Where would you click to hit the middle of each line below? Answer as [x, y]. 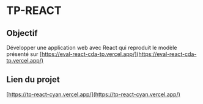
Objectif [22, 33]
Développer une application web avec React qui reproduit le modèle [92, 47]
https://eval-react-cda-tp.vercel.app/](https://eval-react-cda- [119, 54]
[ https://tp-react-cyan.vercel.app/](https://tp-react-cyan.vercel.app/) [93, 94]
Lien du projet [33, 80]
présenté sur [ [24, 54]
